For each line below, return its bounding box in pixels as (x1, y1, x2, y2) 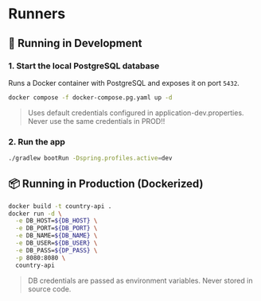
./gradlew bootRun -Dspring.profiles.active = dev (8, 154, 173, 163)
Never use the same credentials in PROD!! (27, 116, 166, 125)
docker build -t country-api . (8, 202, 112, 210)
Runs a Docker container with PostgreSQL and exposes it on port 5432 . (8, 78, 240, 87)
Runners (8, 5, 66, 23)
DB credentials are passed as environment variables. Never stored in (27, 276, 253, 285)
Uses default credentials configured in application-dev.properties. (27, 108, 244, 118)
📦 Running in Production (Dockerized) (8, 177, 204, 191)
